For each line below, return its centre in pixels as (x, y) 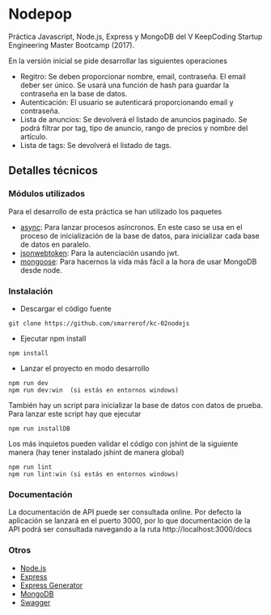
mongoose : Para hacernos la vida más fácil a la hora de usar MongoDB (138, 261)
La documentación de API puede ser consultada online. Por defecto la (125, 512)
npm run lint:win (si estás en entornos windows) (94, 474)
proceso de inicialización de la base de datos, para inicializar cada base (140, 235)
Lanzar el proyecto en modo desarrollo (85, 368)
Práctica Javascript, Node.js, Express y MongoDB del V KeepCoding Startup (135, 36)
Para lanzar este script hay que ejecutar (75, 414)
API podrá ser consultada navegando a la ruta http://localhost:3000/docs (130, 529)
